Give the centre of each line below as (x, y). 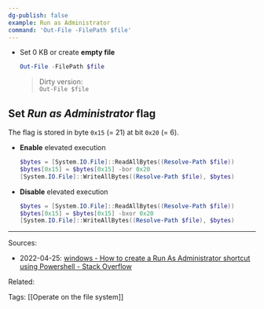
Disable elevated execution (64, 191)
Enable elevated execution (62, 148)
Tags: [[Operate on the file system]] (66, 297)
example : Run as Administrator (59, 23)
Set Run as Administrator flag (82, 114)
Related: (22, 282)
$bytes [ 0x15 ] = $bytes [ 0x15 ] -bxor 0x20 (86, 213)
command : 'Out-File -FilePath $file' (70, 30)
